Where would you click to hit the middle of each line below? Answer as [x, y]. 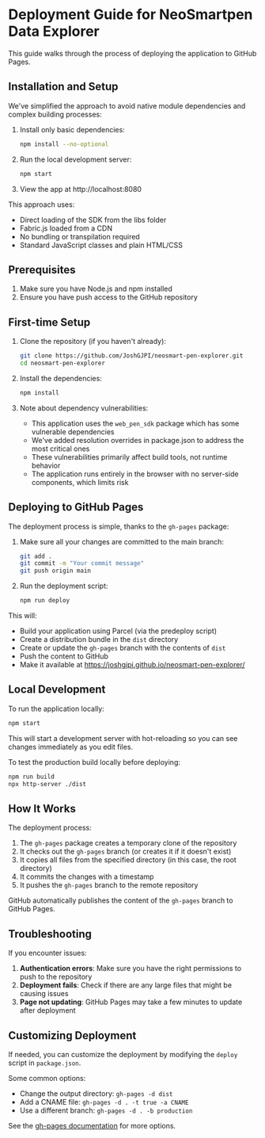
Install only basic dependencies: [72, 129]
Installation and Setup [63, 87]
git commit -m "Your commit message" [82, 563]
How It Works [42, 809]
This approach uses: [42, 204]
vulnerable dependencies [73, 432]
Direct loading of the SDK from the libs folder [93, 220]
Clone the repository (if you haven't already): [93, 342]
